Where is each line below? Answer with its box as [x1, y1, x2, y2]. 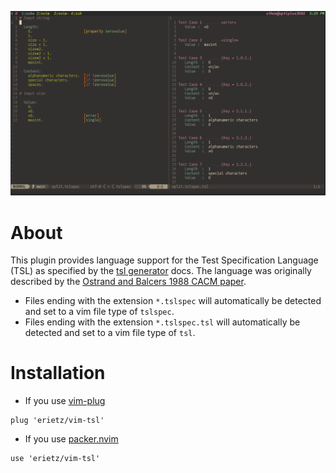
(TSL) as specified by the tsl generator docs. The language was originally [10, 265, 312, 277]
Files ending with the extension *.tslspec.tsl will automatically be [24, 316, 301, 328]
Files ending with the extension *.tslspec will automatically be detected [24, 295, 322, 307]
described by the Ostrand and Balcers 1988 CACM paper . [10, 276, 247, 288]
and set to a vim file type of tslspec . [24, 306, 175, 318]
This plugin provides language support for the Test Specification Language [10, 254, 319, 266]
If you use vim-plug [24, 395, 106, 407]
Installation [10, 362, 106, 385]
